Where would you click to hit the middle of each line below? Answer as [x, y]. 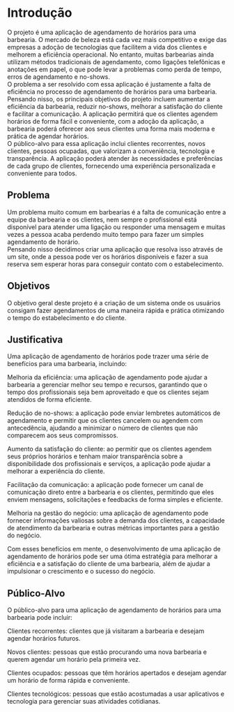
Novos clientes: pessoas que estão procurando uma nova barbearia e [107, 652]
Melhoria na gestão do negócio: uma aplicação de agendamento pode [108, 513]
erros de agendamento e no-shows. [58, 77]
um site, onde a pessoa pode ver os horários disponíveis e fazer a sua [108, 256]
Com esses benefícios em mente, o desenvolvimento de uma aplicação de [114, 549]
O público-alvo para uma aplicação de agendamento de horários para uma [114, 610]
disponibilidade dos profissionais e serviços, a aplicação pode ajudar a [109, 464]
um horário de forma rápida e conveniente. [69, 681]
